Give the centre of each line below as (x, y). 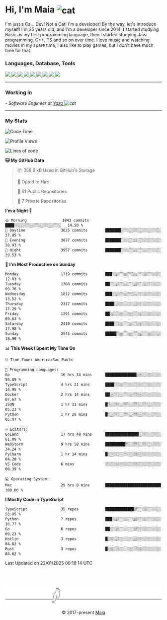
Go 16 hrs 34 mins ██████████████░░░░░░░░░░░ (83, 375)
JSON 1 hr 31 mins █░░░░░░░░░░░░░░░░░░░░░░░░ (83, 405)
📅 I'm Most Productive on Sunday (40, 264)
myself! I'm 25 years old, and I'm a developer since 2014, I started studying (82, 29)
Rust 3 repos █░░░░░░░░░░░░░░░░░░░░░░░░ (83, 549)
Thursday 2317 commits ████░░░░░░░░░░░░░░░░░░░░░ (83, 304)
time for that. (18, 51)
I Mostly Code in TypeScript (34, 500)
